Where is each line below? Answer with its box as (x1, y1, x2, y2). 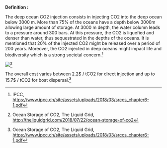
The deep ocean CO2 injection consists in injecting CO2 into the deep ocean (5, 14, 162, 19)
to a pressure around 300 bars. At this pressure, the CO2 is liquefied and (5, 30, 154, 35)
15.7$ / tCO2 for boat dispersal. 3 (5, 76, 72, 83)
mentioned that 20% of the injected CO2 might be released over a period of (5, 40, 160, 46)
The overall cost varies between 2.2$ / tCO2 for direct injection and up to (5, 71, 155, 77)
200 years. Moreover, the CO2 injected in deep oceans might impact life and (5, 46, 162, 51)
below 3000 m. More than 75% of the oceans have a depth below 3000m (5, 19, 156, 25)
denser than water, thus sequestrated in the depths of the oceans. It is (5, 35, 149, 41)
